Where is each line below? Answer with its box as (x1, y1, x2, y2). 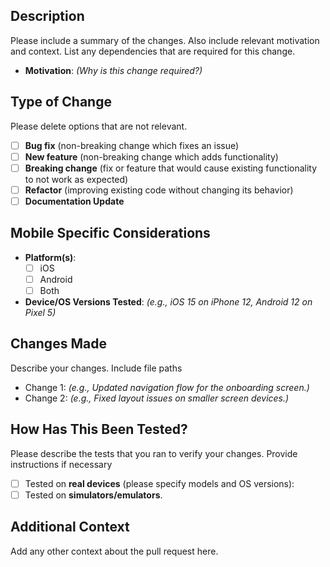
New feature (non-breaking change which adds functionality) (24, 150, 279, 163)
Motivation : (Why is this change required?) (24, 64, 203, 76)
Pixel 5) (24, 306, 57, 318)
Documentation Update (24, 195, 125, 207)
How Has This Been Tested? (10, 421, 188, 438)
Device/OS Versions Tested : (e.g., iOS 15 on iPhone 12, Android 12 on (24, 295, 313, 308)
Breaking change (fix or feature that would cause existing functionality (24, 162, 318, 174)
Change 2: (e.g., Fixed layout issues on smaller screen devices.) (24, 392, 290, 404)
